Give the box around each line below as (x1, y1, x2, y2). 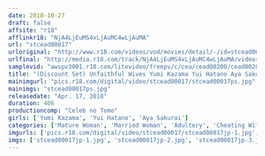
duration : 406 (8, 99, 55, 107)
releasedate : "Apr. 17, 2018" (8, 92, 108, 100)
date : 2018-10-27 (8, 11, 65, 20)
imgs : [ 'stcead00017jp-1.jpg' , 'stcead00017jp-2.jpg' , (8, 136, 192, 144)
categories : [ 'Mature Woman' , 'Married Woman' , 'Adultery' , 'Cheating (8, 121, 245, 129)
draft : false (8, 19, 51, 27)
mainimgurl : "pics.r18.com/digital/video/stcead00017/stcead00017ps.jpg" (8, 77, 256, 85)
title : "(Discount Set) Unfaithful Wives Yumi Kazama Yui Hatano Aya (8, 70, 242, 78)
